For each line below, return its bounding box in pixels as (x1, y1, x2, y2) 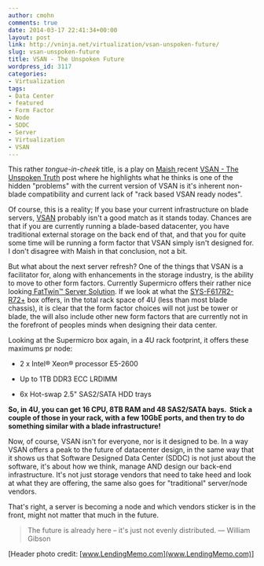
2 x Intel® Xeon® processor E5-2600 (19, 359, 139, 369)
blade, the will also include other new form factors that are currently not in (8, 312, 248, 322)
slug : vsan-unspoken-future (8, 48, 101, 56)
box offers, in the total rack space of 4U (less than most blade (27, 296, 228, 305)
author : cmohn (8, 11, 55, 20)
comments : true (8, 19, 58, 27)
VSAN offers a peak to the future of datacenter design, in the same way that (8, 445, 255, 454)
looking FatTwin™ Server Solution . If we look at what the (8, 287, 189, 296)
